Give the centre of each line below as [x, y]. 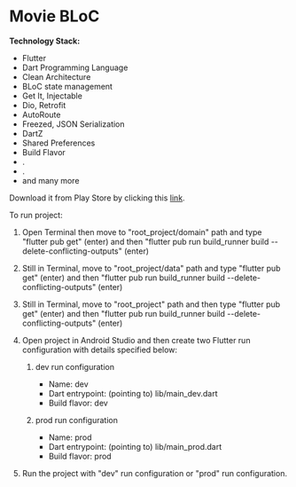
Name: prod [70, 437]
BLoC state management [67, 86]
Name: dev [68, 384]
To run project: [36, 215]
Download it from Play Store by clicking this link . [97, 198]
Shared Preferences [58, 143]
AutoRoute [41, 114]
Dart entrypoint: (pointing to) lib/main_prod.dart [135, 446]
